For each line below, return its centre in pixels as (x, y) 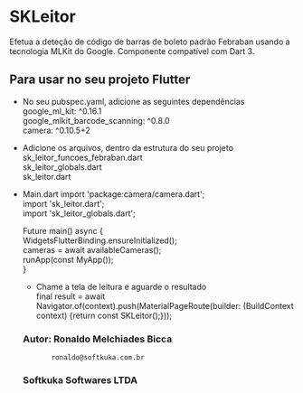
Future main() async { (63, 230)
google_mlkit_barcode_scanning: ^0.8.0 (96, 120)
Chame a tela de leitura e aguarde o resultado (121, 286)
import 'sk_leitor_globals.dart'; (79, 213)
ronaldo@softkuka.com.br (98, 358)
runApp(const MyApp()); (68, 259)
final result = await (71, 296)
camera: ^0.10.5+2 (56, 130)
